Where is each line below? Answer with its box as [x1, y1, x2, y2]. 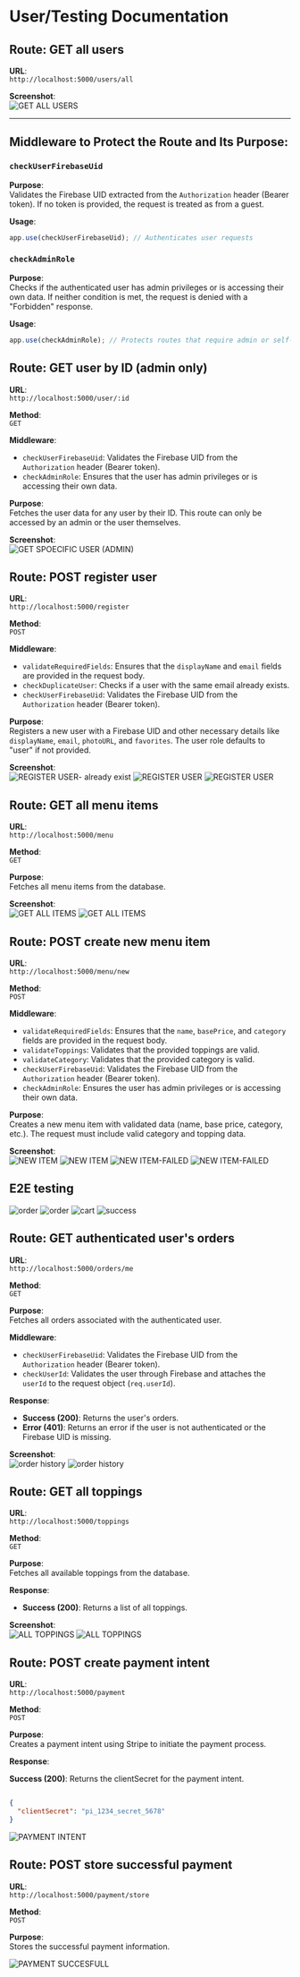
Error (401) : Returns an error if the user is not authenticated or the [21, 1421, 266, 1433]
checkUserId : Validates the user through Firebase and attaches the [21, 1368, 266, 1379]
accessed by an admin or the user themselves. [9, 516, 181, 527]
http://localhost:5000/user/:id [9, 394, 129, 403]
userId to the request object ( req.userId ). [21, 1377, 176, 1388]
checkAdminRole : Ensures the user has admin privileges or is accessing [21, 1082, 281, 1093]
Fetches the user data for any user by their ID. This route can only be [9, 507, 262, 518]
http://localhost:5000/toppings [9, 1517, 129, 1527]
